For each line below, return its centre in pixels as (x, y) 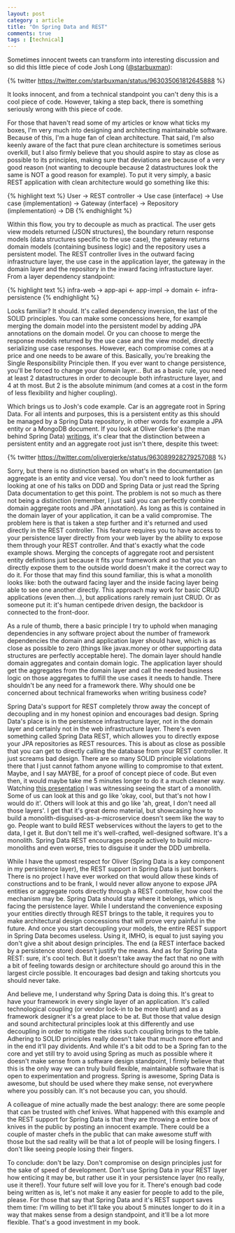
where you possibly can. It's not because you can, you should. (97, 1091)
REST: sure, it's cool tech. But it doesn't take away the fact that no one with (115, 958)
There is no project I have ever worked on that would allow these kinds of (113, 876)
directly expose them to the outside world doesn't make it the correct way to (117, 567)
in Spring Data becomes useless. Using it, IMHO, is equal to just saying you (115, 936)
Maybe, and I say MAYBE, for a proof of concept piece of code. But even (112, 773)
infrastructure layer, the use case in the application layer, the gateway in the (116, 262)
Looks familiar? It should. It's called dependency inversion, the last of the (113, 311)
